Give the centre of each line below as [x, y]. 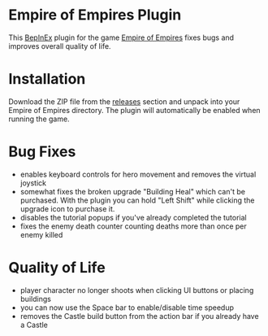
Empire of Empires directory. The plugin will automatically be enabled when [135, 110]
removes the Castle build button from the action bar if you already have [139, 316]
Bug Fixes [42, 152]
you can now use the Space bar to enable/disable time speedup [127, 308]
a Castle [34, 325]
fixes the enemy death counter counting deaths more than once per [134, 226]
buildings [35, 299]
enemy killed [41, 234]
